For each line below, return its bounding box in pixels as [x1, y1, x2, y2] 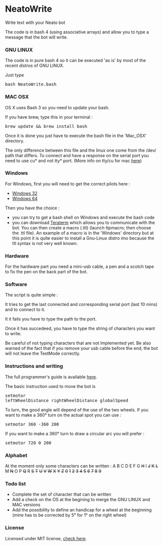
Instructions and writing [5, 363, 63, 369]
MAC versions [12, 502, 40, 508]
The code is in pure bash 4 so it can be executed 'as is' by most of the [5, 58, 146, 63]
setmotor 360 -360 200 [5, 421, 59, 427]
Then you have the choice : [5, 205, 60, 211]
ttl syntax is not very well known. [12, 240, 78, 246]
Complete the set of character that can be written [12, 491, 111, 497]
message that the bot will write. [5, 34, 68, 40]
